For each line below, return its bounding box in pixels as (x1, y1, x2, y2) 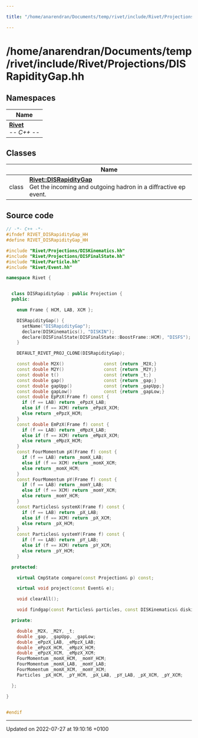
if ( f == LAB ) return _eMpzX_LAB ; (21, 427, 107, 433)
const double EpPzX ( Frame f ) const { (16, 394, 110, 400)
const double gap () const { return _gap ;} (16, 377, 157, 383)
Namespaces (6, 93, 56, 103)
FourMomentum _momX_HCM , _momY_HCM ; (16, 656, 107, 662)
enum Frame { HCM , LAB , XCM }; (16, 307, 94, 313)
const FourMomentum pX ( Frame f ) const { (16, 449, 117, 455)
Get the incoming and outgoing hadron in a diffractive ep (29, 183, 186, 191)
